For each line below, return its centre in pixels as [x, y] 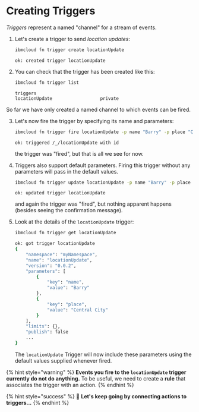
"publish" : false [47, 332]
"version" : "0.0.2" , [51, 266]
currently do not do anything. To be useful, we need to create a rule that [96, 378]
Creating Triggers [51, 11]
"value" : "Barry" [68, 288]
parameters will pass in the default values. [67, 171]
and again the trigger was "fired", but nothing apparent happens [93, 204]
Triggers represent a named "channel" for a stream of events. [81, 27]
